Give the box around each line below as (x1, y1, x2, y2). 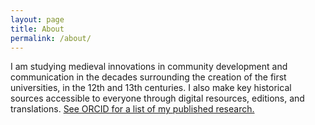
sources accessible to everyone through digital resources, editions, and (10, 92, 305, 105)
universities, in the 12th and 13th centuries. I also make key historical (10, 82, 292, 94)
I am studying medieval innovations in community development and (10, 61, 288, 73)
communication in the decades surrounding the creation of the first (10, 71, 287, 83)
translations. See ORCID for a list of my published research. (10, 103, 255, 115)
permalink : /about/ (10, 33, 92, 43)
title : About (10, 24, 65, 34)
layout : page (10, 14, 65, 25)
